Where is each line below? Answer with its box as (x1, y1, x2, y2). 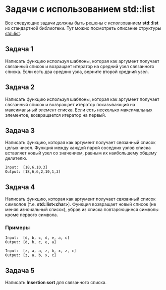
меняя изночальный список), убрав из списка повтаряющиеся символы (5, 207, 159, 213)
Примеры (5, 224, 30, 231)
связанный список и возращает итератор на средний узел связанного (5, 63, 155, 69)
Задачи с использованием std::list (5, 3, 155, 15)
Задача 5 (5, 266, 35, 275)
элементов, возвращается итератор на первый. (5, 112, 107, 118)
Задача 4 (5, 183, 35, 191)
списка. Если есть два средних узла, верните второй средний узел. (5, 69, 149, 74)
